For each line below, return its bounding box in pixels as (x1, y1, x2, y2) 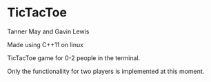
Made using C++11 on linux (7, 40, 84, 49)
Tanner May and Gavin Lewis (7, 27, 90, 36)
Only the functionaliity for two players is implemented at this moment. (7, 67, 205, 75)
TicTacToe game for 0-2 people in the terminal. (7, 53, 141, 62)
